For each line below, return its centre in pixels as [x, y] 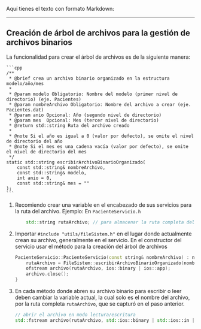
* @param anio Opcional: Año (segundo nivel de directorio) [85, 115]
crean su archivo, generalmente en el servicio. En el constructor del [98, 240]
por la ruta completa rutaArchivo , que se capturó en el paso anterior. [100, 304]
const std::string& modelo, [52, 173]
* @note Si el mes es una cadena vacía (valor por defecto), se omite [98, 146]
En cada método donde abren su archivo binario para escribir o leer [98, 291]
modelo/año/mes [25, 83]
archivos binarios [39, 42]
